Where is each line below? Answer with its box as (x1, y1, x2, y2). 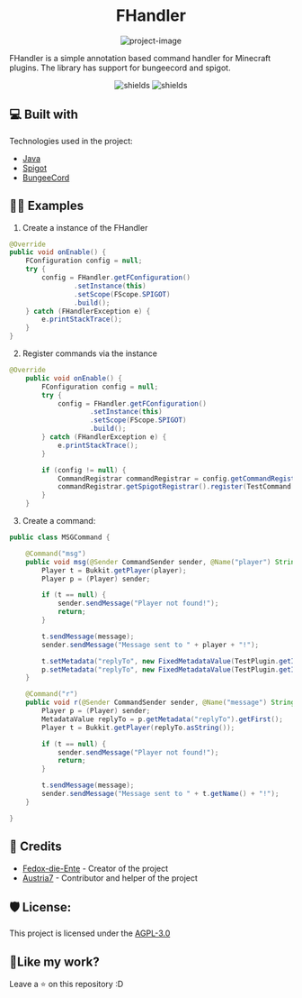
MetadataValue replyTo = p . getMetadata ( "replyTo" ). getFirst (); (41, 714, 283, 724)
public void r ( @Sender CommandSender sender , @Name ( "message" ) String (25, 698, 296, 708)
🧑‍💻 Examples (9, 198, 84, 214)
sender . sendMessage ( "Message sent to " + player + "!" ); (41, 640, 259, 649)
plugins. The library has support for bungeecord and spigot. (9, 62, 231, 73)
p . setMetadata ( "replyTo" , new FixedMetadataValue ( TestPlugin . (41, 664, 280, 674)
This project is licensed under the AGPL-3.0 (9, 928, 171, 938)
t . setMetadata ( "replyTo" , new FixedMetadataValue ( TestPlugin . (41, 656, 280, 665)
